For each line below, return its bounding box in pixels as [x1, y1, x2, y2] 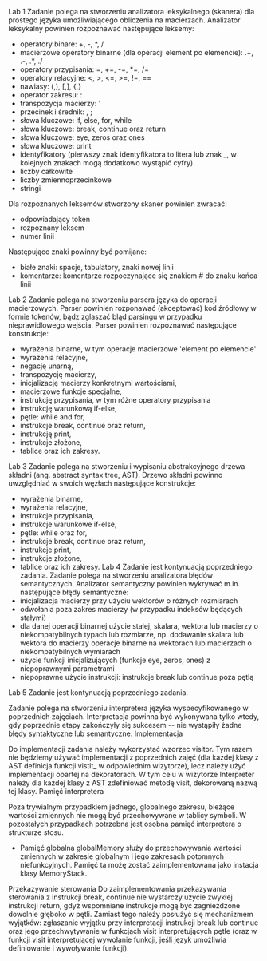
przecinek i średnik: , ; [19, 107, 93, 117]
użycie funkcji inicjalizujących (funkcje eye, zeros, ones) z [19, 655, 211, 665]
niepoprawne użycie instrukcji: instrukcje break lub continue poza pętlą [19, 673, 254, 681]
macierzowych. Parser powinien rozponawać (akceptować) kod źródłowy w [8, 304, 257, 312]
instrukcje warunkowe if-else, [19, 519, 117, 529]
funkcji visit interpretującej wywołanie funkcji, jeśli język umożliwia [8, 935, 227, 944]
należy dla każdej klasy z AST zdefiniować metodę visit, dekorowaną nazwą [8, 778, 257, 788]
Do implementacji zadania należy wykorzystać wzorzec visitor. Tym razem [8, 745, 253, 753]
